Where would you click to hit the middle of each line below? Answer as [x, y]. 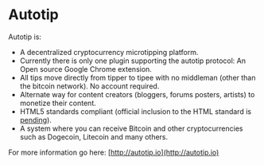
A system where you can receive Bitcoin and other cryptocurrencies [131, 128]
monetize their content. [58, 103]
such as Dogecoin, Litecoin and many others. [94, 136]
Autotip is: [25, 37]
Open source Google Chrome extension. [86, 69]
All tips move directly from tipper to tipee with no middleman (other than [138, 77]
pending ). [35, 120]
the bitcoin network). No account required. [89, 86]
